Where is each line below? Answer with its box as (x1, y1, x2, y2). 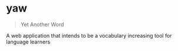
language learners (6, 38, 51, 45)
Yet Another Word (20, 21, 64, 28)
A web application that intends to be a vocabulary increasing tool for (6, 32, 172, 39)
